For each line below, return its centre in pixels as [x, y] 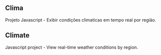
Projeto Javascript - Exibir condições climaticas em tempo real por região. [81, 20]
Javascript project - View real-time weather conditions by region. [72, 47]
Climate [17, 36]
